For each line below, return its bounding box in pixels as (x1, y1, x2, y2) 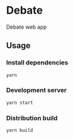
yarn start (6, 100, 33, 106)
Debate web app (6, 23, 47, 30)
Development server (6, 86, 67, 94)
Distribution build (6, 114, 58, 122)
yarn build (6, 127, 33, 133)
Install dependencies (6, 58, 69, 67)
